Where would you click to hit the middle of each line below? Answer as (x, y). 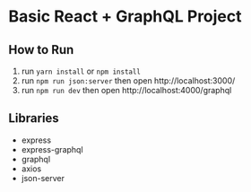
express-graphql (52, 149)
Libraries (34, 118)
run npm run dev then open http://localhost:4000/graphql (126, 90)
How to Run (41, 50)
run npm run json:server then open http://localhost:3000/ (128, 81)
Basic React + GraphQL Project (125, 17)
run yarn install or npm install (81, 71)
